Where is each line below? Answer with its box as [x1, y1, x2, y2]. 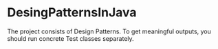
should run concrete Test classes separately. [7, 34, 134, 42]
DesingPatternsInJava [7, 5, 137, 20]
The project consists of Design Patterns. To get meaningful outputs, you [7, 27, 212, 35]
